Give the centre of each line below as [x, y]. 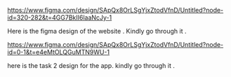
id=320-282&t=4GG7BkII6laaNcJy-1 [60, 17]
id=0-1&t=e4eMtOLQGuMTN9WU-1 [59, 52]
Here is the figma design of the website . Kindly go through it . [97, 31]
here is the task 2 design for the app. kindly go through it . [91, 65]
